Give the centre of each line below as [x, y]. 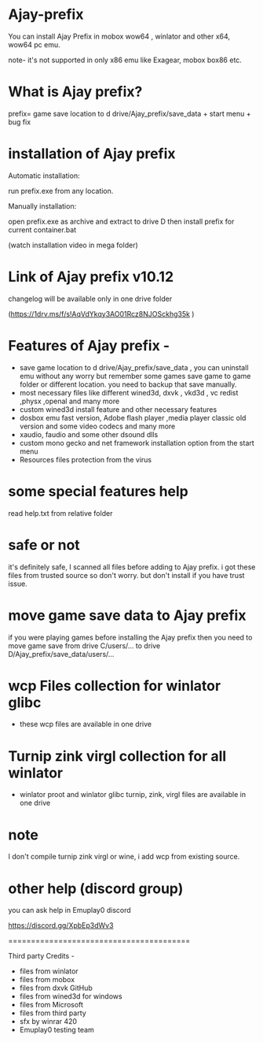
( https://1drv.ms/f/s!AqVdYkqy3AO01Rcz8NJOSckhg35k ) [101, 313]
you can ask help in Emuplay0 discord [69, 910]
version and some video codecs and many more [97, 426]
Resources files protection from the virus [85, 459]
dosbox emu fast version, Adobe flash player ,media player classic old [133, 417]
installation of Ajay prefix [92, 154]
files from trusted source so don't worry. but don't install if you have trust [126, 575]
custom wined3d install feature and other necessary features [118, 409]
